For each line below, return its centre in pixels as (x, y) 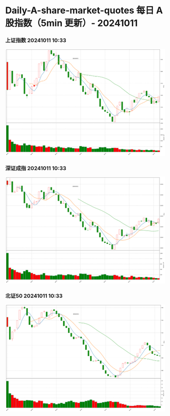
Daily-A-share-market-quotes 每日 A (84, 10)
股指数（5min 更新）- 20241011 (72, 23)
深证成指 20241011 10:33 (36, 168)
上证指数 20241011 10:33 (36, 40)
